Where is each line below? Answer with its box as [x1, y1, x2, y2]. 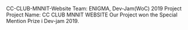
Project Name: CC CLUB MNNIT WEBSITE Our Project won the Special [6, 11, 178, 18]
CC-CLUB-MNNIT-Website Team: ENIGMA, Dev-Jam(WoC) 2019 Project [6, 5, 182, 12]
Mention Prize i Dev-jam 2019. [6, 18, 79, 24]
